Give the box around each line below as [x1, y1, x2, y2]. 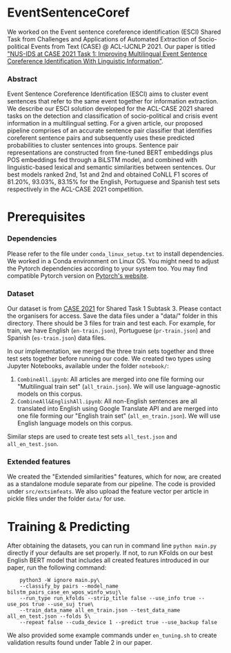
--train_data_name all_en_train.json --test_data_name [19, 607, 181, 614]
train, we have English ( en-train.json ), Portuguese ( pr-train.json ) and [7, 326, 211, 335]
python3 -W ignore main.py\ [19, 577, 100, 584]
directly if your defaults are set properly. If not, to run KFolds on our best [7, 549, 213, 557]
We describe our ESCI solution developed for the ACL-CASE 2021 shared [7, 105, 214, 113]
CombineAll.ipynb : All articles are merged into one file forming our [17, 375, 205, 383]
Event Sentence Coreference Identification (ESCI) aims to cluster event [7, 90, 209, 98]
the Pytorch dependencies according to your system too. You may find [7, 264, 208, 272]
